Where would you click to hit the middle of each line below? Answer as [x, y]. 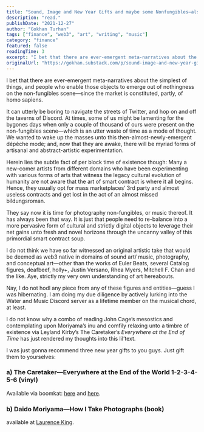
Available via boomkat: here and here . [53, 393]
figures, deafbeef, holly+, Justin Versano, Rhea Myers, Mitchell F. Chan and [101, 270]
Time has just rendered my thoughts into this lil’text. [71, 338]
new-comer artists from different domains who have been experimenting [97, 169]
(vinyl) [28, 380]
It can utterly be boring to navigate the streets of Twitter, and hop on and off [101, 111]
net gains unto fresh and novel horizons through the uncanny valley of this [99, 232]
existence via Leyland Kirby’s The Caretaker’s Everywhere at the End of [96, 332]
